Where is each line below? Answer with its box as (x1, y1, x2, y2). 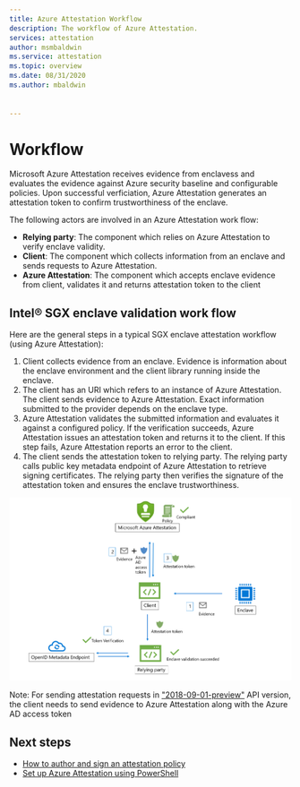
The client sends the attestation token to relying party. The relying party (21, 451, 288, 462)
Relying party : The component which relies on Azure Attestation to (21, 232, 270, 243)
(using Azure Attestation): (9, 338, 105, 349)
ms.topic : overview (9, 62, 82, 71)
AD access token (9, 708, 73, 720)
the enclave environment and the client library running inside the (21, 365, 261, 376)
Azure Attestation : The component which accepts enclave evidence (21, 269, 276, 281)
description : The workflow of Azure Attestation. (9, 23, 199, 33)
